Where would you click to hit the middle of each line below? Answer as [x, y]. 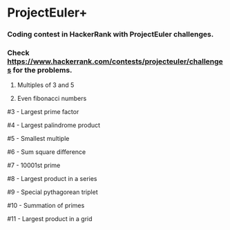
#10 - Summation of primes [46, 206]
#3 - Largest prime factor [43, 112]
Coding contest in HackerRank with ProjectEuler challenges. [111, 35]
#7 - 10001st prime [34, 165]
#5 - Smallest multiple [38, 139]
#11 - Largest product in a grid [50, 219]
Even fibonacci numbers [52, 99]
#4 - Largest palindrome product [54, 125]
